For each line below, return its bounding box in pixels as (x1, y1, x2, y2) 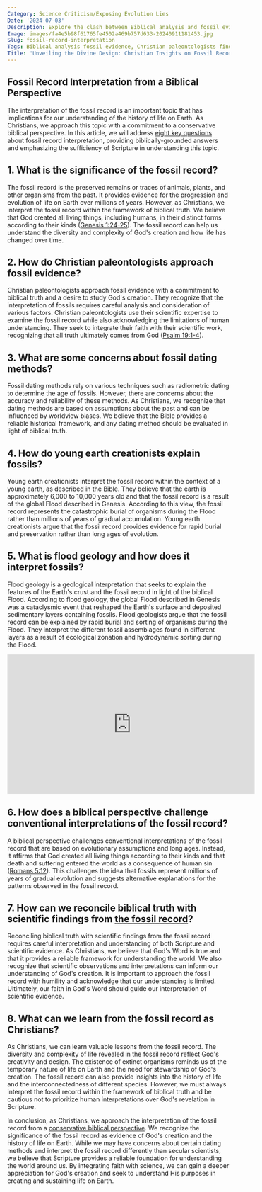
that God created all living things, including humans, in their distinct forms (7, 213, 222, 222)
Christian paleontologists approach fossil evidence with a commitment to (7, 286, 220, 295)
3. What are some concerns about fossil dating (7, 351, 218, 363)
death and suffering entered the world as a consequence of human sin (7, 858, 213, 868)
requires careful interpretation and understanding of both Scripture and (7, 939, 215, 948)
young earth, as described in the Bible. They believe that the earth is (7, 484, 206, 493)
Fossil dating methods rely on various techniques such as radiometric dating (7, 382, 230, 390)
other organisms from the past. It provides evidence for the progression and (7, 191, 228, 199)
